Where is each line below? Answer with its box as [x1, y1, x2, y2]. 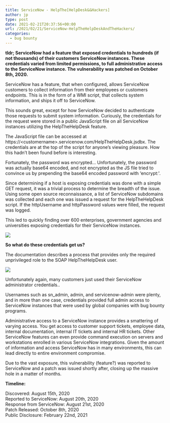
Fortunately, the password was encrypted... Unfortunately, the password [5, 159, 157, 165]
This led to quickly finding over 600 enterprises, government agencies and [5, 217, 161, 223]
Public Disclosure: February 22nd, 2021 [5, 412, 88, 418]
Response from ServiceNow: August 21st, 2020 [5, 401, 105, 407]
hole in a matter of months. [5, 371, 62, 377]
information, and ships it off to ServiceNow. [5, 97, 96, 103]
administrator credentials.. [5, 282, 60, 288]
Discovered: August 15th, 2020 [5, 390, 70, 397]
